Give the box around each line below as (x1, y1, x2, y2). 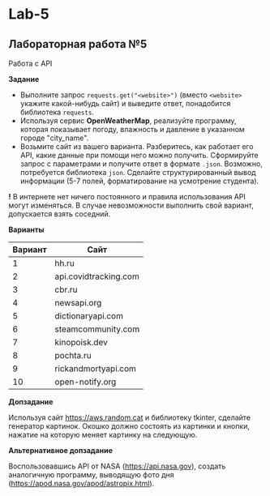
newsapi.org (54, 297, 102, 308)
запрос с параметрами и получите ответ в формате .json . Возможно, (19, 159, 264, 169)
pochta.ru (54, 350, 92, 361)
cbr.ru (54, 284, 79, 295)
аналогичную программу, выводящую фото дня (8, 470, 174, 479)
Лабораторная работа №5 (8, 37, 148, 51)
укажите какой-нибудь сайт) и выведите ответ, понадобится (19, 99, 231, 108)
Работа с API (8, 58, 53, 68)
